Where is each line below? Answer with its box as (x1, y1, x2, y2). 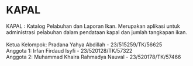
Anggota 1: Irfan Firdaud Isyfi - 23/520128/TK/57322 (6, 47, 133, 54)
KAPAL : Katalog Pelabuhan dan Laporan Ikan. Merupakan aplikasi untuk (6, 23, 180, 30)
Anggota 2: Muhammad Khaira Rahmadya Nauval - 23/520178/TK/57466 (6, 53, 181, 60)
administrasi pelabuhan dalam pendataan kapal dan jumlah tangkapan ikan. (6, 28, 188, 35)
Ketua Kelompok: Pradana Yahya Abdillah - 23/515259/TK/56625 (6, 41, 163, 48)
